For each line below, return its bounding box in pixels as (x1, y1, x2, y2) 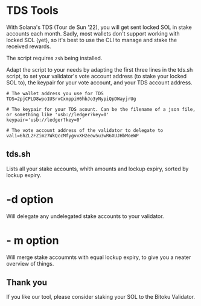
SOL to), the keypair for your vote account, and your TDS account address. (6, 79, 193, 86)
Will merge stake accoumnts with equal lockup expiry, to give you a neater (6, 254, 191, 261)
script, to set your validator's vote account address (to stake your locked (6, 72, 187, 80)
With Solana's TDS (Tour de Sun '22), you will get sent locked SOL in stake (6, 23, 192, 31)
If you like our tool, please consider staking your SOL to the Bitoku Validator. (6, 293, 195, 301)
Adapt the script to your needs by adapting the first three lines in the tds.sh (6, 66, 193, 73)
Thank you (6, 278, 47, 288)
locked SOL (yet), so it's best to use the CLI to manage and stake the (6, 36, 177, 43)
